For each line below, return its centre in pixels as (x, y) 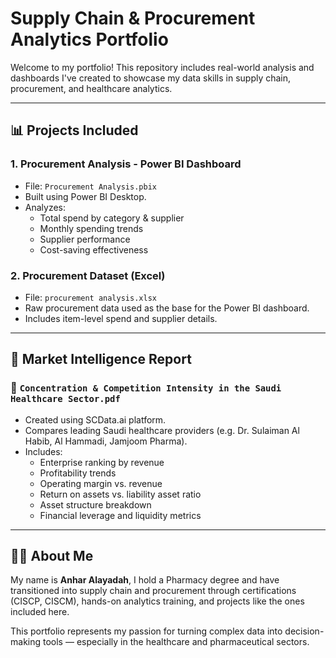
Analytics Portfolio (89, 39)
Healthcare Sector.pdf (65, 399)
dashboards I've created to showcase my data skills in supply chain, (151, 78)
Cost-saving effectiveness (94, 249)
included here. (40, 612)
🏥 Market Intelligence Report (101, 359)
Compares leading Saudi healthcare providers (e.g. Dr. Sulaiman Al (162, 430)
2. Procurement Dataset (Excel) (88, 275)
